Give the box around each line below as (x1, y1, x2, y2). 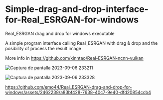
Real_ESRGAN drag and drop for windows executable (5, 30, 115, 36)
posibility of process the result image (5, 45, 81, 51)
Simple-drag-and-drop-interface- (5, 3, 149, 15)
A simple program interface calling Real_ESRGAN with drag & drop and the (5, 40, 158, 46)
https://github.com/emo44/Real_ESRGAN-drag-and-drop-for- (5, 84, 132, 90)
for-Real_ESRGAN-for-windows (5, 14, 139, 25)
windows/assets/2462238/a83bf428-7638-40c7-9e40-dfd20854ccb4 (5, 89, 151, 95)
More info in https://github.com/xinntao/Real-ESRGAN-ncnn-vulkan (5, 55, 144, 61)
